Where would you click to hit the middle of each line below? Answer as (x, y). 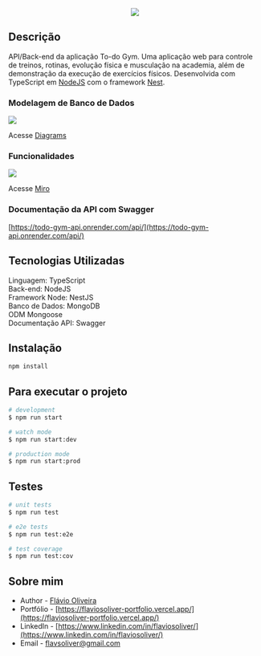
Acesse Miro (29, 189)
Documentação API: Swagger (57, 323)
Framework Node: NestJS (51, 297)
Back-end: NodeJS (40, 288)
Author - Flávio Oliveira (58, 601)
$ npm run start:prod (45, 462)
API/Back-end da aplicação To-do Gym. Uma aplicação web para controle (130, 56)
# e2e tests (28, 527)
